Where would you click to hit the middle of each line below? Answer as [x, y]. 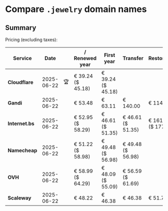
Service [22, 58]
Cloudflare [20, 82]
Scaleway [19, 198]
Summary [21, 28]
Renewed [85, 58]
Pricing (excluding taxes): [31, 39]
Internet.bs [21, 123]
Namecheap [22, 150]
